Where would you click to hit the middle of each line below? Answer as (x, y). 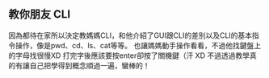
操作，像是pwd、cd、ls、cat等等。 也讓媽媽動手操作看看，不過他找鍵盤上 (138, 45)
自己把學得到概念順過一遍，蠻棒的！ (90, 65)
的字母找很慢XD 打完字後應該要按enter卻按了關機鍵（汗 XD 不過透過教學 (129, 55)
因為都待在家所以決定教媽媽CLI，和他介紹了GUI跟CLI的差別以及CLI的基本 (130, 35)
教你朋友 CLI (40, 14)
